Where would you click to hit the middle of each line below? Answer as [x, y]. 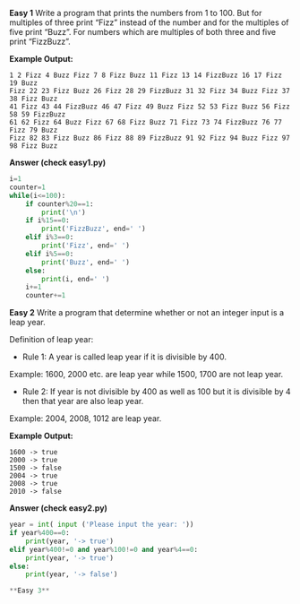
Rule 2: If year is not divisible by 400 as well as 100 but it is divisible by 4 [156, 392]
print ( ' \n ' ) [64, 212]
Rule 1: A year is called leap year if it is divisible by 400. [124, 357]
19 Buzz [24, 83]
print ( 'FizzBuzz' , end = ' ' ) [94, 229]
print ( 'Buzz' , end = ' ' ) [86, 262]
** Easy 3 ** [30, 591]
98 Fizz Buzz [34, 146]
